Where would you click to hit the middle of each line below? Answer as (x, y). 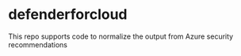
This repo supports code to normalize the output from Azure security (121, 36)
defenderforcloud (68, 15)
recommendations (38, 44)
